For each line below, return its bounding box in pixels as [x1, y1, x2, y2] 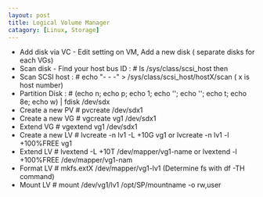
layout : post [8, 11, 51, 20]
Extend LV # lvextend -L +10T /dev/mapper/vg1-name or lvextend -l [19, 147, 237, 156]
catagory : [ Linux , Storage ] [8, 26, 100, 34]
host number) [19, 81, 64, 90]
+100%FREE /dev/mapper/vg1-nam [19, 156, 133, 165]
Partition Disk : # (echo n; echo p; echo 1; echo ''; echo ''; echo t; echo [19, 89, 247, 98]
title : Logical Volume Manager [8, 19, 110, 27]
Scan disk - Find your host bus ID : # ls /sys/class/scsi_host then [19, 64, 229, 73]
